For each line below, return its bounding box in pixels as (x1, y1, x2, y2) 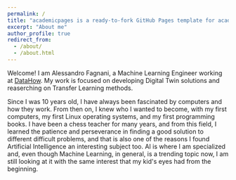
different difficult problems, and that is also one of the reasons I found (7, 134, 210, 143)
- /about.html (13, 50, 55, 57)
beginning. (7, 165, 39, 173)
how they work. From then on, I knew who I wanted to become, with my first (7, 105, 227, 113)
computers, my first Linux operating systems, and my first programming (7, 112, 216, 120)
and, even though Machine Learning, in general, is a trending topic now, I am (7, 149, 229, 158)
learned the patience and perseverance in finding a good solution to (7, 127, 204, 136)
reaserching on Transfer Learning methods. (7, 84, 133, 92)
